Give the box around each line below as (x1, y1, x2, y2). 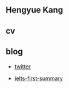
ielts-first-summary (14, 75, 63, 82)
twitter (14, 62, 31, 70)
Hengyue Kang (5, 5, 64, 15)
